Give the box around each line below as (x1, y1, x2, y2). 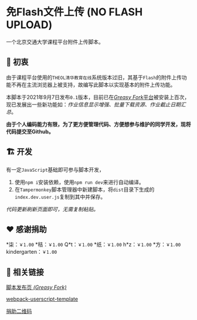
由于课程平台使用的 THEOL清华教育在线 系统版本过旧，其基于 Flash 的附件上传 (6, 74, 182, 81)
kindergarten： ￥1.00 (6, 248, 57, 256)
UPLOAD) (6, 18, 53, 32)
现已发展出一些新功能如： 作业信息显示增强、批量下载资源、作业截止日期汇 (6, 101, 186, 108)
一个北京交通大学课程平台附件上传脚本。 (6, 38, 104, 45)
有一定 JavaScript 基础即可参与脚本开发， (6, 166, 104, 173)
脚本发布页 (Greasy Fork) (6, 284, 67, 291)
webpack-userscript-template (6, 295, 78, 302)
